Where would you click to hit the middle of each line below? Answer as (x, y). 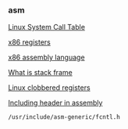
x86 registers (29, 42)
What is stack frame (40, 73)
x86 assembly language (46, 57)
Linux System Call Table (47, 27)
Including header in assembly (55, 103)
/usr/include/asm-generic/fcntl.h (64, 117)
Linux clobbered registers (50, 88)
